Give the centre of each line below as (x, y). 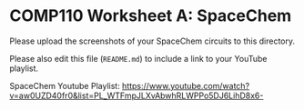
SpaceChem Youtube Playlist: (65, 85)
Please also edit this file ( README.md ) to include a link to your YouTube (138, 58)
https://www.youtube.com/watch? (186, 85)
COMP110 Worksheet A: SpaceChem (151, 16)
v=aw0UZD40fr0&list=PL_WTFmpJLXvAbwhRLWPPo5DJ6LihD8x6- (137, 95)
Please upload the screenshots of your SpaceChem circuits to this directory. (152, 41)
